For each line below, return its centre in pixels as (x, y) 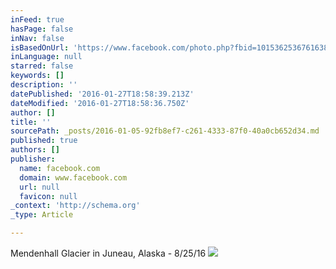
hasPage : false (42, 29)
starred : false (42, 66)
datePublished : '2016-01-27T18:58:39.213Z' (102, 94)
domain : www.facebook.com (73, 177)
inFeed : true (37, 19)
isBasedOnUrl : (40, 47)
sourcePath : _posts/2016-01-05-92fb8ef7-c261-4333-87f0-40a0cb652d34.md (165, 131)
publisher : (33, 159)
